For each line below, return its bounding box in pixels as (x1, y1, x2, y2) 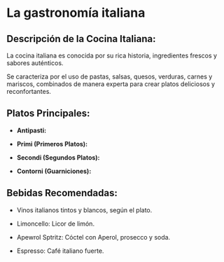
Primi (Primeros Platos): (16, 139, 88, 148)
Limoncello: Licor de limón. (16, 219, 95, 228)
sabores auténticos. (6, 59, 64, 67)
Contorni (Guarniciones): (16, 167, 92, 175)
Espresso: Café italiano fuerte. (16, 247, 104, 255)
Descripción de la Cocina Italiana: (6, 33, 156, 45)
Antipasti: (16, 126, 47, 135)
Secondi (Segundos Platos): (16, 153, 100, 162)
